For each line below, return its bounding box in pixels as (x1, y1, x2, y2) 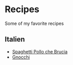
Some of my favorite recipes (5, 20, 64, 26)
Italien (5, 35, 25, 44)
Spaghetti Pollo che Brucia (12, 48, 68, 54)
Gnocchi (12, 54, 30, 60)
